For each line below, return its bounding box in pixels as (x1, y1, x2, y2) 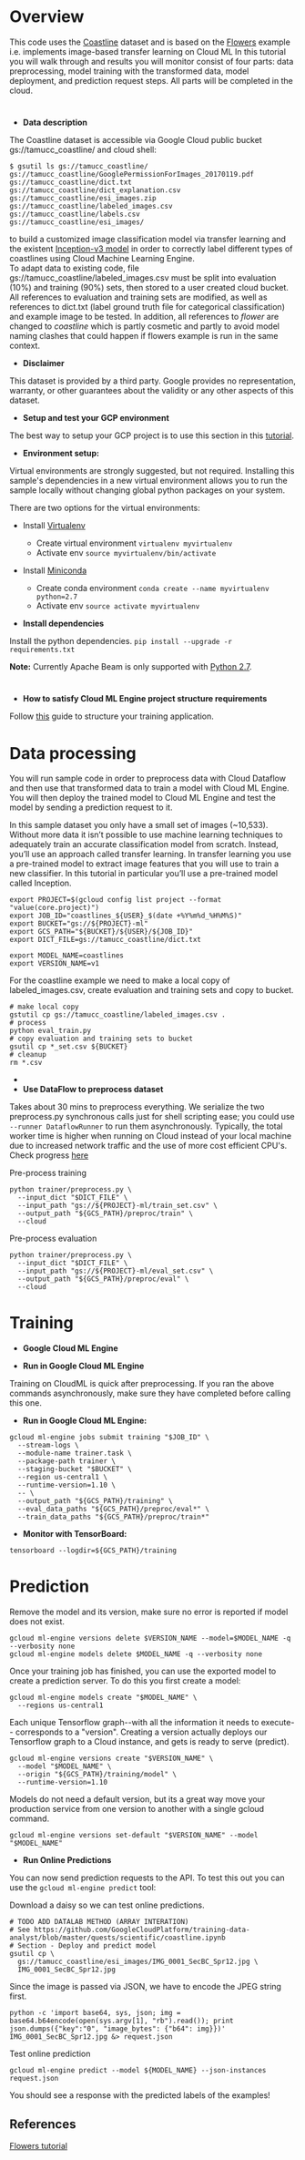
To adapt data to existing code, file (9, 262, 139, 274)
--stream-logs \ (17, 1441, 79, 1450)
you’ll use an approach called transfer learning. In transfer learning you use (9, 849, 291, 860)
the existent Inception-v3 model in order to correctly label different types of (9, 243, 293, 254)
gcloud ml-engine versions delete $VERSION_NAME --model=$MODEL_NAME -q (9, 1633, 291, 1643)
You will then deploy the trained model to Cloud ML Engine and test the (9, 793, 276, 804)
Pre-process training (9, 1168, 87, 1179)
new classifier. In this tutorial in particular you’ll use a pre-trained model (9, 868, 279, 879)
